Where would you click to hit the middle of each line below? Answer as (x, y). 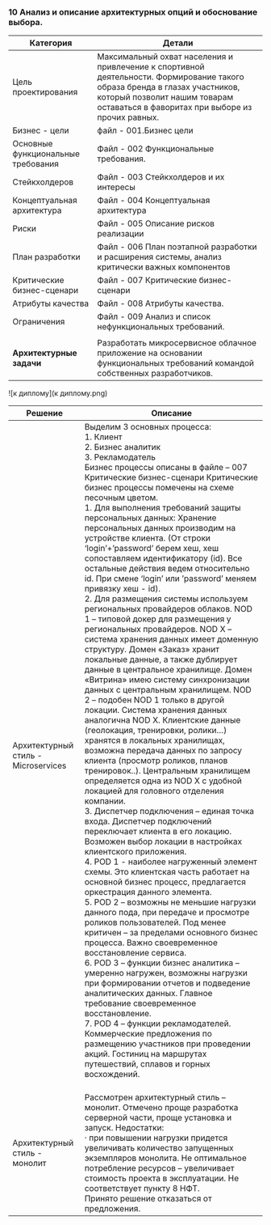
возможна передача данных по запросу (163, 751)
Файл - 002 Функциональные (156, 149)
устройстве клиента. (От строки (148, 538)
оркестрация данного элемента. (148, 892)
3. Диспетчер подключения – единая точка (169, 812)
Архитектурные (45, 353)
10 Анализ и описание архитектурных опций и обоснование (133, 12)
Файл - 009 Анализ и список (154, 316)
